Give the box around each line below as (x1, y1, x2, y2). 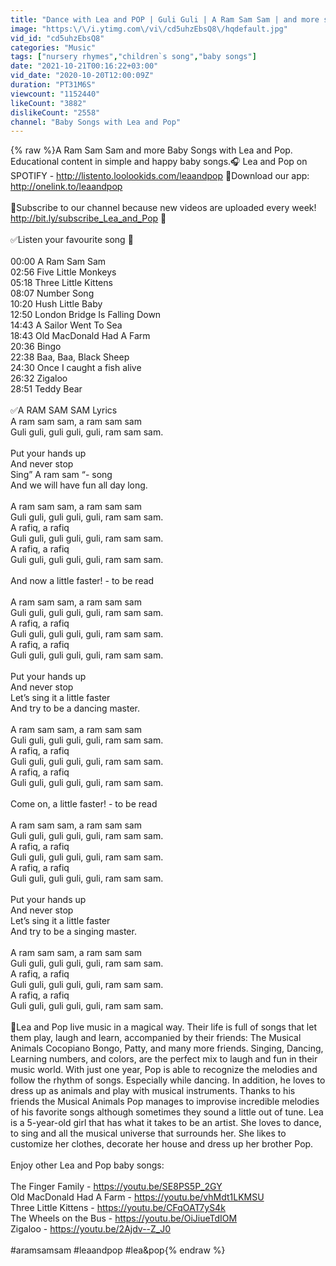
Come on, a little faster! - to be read (10, 798, 158, 810)
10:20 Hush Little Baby (10, 298, 103, 310)
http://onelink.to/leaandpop (10, 181, 123, 193)
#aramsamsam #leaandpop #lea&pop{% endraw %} (10, 1244, 226, 1256)
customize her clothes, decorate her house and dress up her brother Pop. (10, 1138, 314, 1150)
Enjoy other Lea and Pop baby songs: (10, 1159, 165, 1171)
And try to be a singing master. (10, 926, 137, 938)
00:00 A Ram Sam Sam (10, 256, 107, 268)
